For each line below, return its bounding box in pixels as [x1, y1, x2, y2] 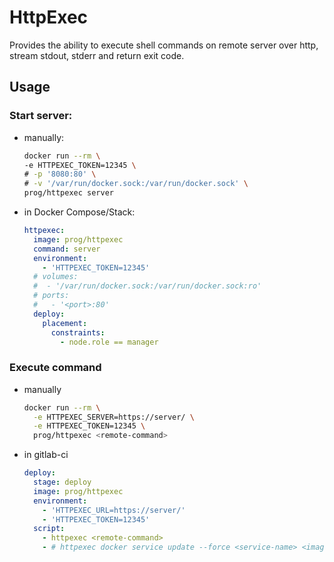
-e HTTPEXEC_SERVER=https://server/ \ [33, 412, 195, 422]
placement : [42, 318, 88, 328]
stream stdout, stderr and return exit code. [9, 49, 185, 61]
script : [33, 524, 66, 534]
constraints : [50, 327, 106, 338]
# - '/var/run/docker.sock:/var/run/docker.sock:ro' [33, 281, 262, 291]
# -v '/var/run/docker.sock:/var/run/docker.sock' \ [23, 179, 249, 189]
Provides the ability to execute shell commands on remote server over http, [9, 39, 319, 51]
